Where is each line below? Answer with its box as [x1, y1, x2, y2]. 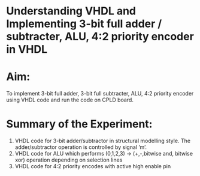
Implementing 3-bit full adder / [6, 17, 162, 31]
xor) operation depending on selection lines [14, 156, 123, 163]
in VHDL [6, 43, 48, 56]
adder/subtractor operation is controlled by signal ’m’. [14, 144, 147, 151]
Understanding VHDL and [6, 4, 137, 18]
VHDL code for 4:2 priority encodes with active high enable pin [14, 163, 171, 170]
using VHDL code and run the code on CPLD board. [6, 96, 134, 103]
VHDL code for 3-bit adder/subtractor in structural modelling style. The [14, 137, 190, 145]
